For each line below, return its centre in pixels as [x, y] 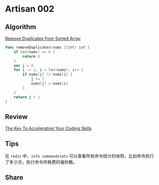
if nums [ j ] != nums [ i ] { [48, 75]
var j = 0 [24, 66]
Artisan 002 [30, 9]
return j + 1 [27, 97]
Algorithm [21, 27]
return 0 [31, 56]
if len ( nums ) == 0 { [34, 52]
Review [16, 117]
